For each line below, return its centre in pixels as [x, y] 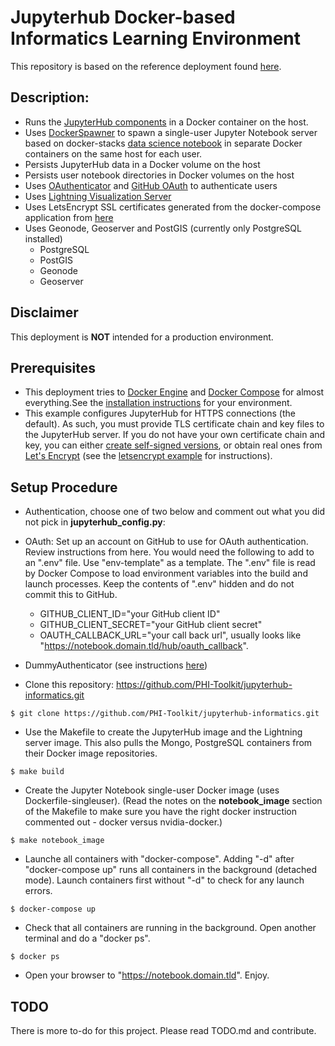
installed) [43, 238]
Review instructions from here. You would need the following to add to [169, 552]
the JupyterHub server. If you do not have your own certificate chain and [175, 435]
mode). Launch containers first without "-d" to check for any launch [164, 880]
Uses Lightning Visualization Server [98, 196]
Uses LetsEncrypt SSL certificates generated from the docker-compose [173, 207]
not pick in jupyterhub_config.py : [95, 522]
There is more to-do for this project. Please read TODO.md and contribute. [163, 1030]
